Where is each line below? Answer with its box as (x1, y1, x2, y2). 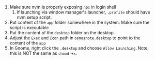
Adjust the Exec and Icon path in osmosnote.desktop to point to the (9, 35, 140, 41)
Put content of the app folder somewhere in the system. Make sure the (9, 19, 150, 25)
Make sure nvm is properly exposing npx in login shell (9, 4, 116, 10)
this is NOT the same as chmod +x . (9, 50, 77, 56)
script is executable (9, 25, 49, 30)
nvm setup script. (16, 15, 52, 20)
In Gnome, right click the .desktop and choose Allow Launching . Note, (9, 45, 149, 51)
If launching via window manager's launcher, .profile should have (16, 9, 150, 15)
